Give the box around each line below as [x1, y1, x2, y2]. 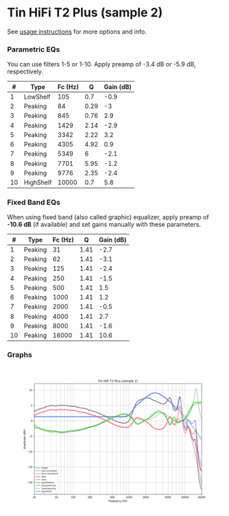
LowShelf [23, 93, 51, 101]
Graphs [7, 350, 32, 360]
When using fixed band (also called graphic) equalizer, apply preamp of [7, 213, 209, 221]
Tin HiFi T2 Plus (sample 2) [7, 5, 163, 21]
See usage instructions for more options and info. [7, 27, 147, 36]
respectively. [7, 67, 43, 76]
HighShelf [23, 178, 52, 186]
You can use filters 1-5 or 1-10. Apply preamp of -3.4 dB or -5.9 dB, [7, 60, 197, 69]
